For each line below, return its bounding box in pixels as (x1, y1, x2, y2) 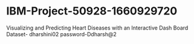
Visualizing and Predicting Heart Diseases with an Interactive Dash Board (6, 24, 189, 31)
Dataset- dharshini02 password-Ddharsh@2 (6, 30, 117, 37)
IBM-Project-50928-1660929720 (6, 4, 178, 18)
